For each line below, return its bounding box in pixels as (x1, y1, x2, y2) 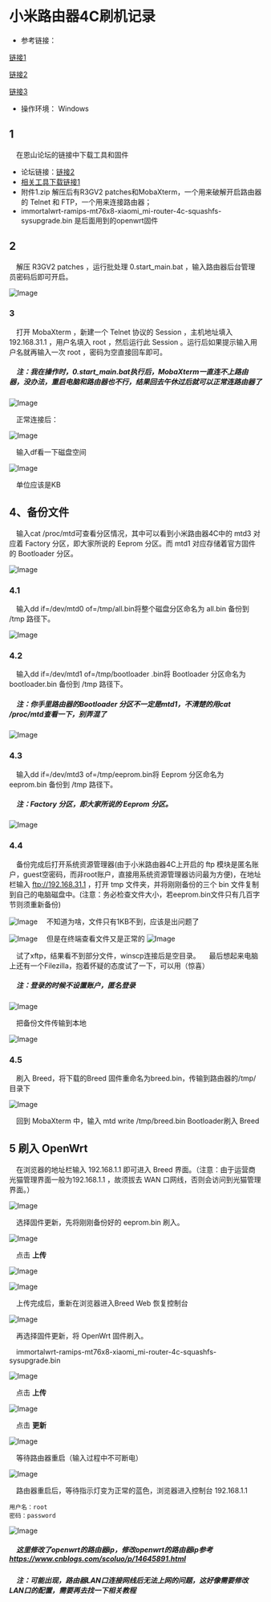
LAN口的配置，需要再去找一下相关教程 (9, 1585, 137, 1595)
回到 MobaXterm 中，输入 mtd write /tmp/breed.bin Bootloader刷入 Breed (16, 1116, 260, 1126)
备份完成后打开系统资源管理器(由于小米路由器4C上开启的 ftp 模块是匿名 (16, 859, 253, 868)
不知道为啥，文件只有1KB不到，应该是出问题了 (46, 917, 200, 926)
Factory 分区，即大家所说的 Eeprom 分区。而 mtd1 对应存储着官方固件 (24, 538, 256, 548)
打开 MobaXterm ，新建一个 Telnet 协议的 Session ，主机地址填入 (16, 327, 233, 337)
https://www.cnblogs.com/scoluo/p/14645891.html (9, 1554, 187, 1563)
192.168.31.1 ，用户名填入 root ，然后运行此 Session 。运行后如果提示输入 (9, 337, 251, 346)
